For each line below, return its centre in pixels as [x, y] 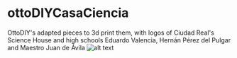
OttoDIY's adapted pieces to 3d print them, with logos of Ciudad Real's [111, 33]
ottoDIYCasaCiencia [68, 13]
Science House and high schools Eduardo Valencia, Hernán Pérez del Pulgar [119, 40]
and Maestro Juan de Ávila [46, 47]
